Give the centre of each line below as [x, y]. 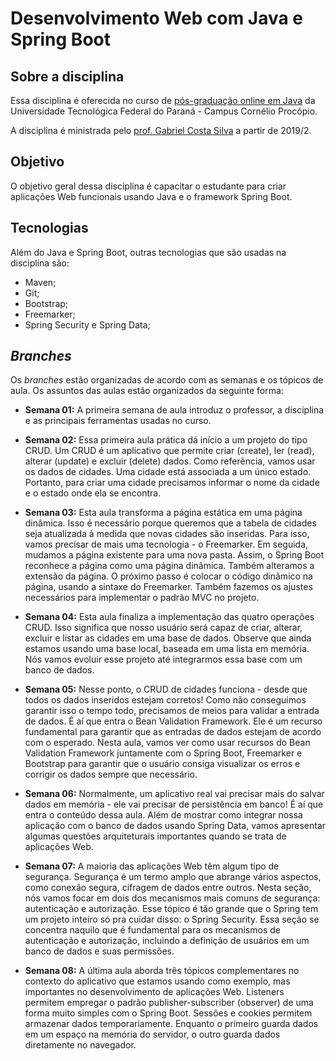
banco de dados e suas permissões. [99, 951]
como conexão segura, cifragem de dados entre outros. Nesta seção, [168, 888]
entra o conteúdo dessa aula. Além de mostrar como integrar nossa [163, 815]
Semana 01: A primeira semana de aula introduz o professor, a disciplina [174, 410]
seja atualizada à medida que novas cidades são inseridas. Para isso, [167, 534]
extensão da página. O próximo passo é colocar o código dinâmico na [168, 576]
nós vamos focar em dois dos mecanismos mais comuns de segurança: [172, 898]
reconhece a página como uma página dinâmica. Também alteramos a [169, 566]
